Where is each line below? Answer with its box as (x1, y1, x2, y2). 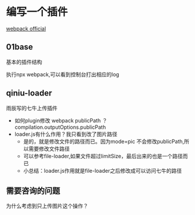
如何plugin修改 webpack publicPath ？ (14, 117, 108, 124)
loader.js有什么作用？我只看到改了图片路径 (14, 130, 118, 138)
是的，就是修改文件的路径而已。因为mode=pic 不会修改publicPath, (23, 138, 184, 145)
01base (6, 42, 33, 52)
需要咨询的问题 (6, 186, 60, 196)
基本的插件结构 (6, 58, 42, 65)
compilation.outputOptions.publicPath (14, 124, 107, 131)
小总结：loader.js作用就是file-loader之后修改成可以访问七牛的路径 (23, 167, 182, 174)
